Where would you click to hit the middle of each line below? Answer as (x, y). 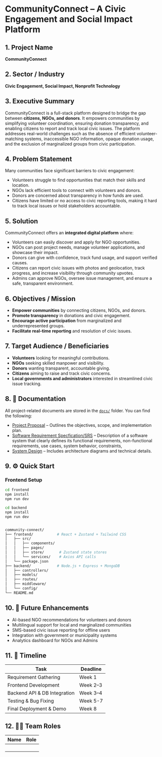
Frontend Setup (24, 480)
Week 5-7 (91, 701)
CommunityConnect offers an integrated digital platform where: (69, 233)
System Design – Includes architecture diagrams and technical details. (82, 451)
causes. (20, 263)
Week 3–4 (91, 693)
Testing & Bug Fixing (31, 701)
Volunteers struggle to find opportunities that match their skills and (79, 180)
